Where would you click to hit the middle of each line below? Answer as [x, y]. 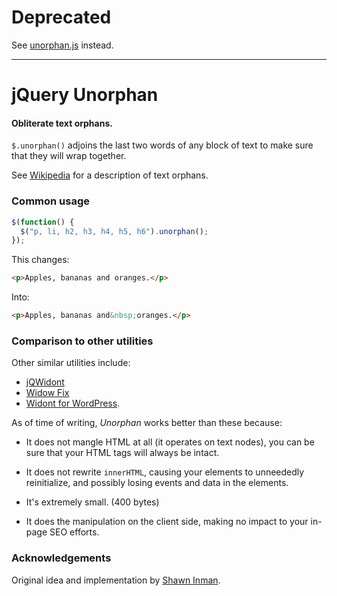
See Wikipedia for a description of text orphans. [110, 175]
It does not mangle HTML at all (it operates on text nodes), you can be [170, 442]
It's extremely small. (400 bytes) [92, 502]
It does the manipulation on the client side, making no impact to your [167, 522]
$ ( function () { [43, 222]
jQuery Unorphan [85, 95]
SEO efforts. [74, 532]
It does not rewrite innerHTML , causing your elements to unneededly [165, 472]
